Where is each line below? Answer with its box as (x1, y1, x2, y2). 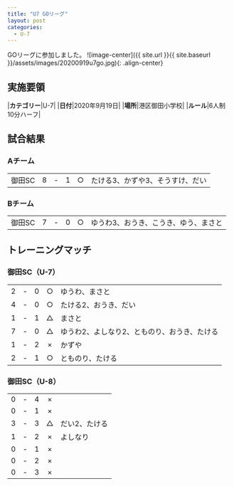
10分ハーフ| (7, 110, 41, 119)
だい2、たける (60, 419, 108, 429)
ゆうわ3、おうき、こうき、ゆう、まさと (90, 218, 223, 228)
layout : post (7, 17, 46, 24)
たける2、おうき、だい (60, 300, 137, 310)
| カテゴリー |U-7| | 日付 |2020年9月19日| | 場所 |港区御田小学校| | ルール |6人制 (7, 101, 225, 110)
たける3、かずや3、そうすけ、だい (90, 175, 207, 185)
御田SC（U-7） (7, 268, 60, 278)
